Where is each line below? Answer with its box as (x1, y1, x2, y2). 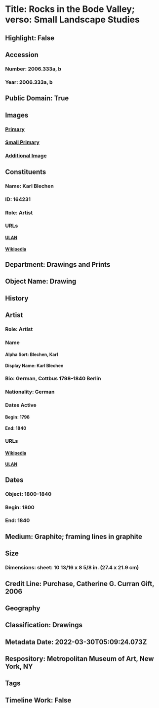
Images (5, 111, 29, 119)
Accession (5, 51, 39, 59)
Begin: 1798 (5, 414, 30, 420)
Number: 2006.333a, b (5, 65, 62, 72)
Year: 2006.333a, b (5, 78, 53, 85)
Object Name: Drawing (5, 277, 77, 286)
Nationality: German (5, 388, 55, 395)
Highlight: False (5, 34, 55, 42)
